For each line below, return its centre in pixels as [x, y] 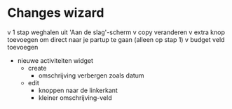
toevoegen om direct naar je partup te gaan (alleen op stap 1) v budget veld [116, 39]
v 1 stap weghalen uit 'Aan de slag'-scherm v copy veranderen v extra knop [116, 32]
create [37, 68]
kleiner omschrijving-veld [75, 97]
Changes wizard [56, 13]
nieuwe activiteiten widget [55, 60]
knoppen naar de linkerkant [78, 90]
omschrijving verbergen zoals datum [91, 75]
